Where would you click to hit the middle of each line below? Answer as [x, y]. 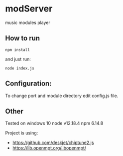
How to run [23, 38]
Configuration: [28, 84]
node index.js [20, 68]
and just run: [18, 59]
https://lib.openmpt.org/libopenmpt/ [49, 148]
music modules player [28, 22]
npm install [17, 50]
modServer [29, 9]
